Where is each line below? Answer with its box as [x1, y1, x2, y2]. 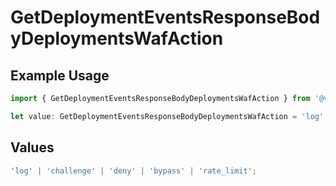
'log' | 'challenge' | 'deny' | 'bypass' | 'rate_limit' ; [10, 166, 257, 176]
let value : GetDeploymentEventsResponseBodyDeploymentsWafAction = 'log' [10, 111, 325, 121]
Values [10, 139, 55, 156]
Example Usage [10, 67, 110, 84]
